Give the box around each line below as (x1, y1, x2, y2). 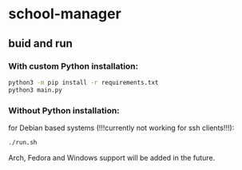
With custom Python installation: (8, 61, 138, 72)
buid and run (8, 37, 73, 50)
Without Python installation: (8, 105, 120, 116)
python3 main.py (8, 85, 62, 94)
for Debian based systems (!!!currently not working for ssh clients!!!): (8, 123, 235, 132)
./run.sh (8, 138, 38, 146)
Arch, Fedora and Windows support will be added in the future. (8, 152, 216, 162)
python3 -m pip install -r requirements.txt (8, 78, 159, 86)
